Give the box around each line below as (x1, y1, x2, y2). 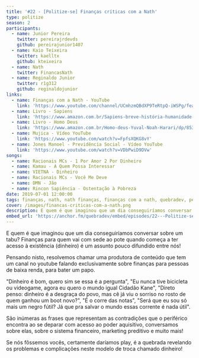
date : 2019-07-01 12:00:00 (6, 191, 73, 197)
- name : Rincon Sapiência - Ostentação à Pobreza (11, 186, 136, 191)
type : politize (6, 14, 44, 20)
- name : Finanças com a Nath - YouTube (11, 97, 110, 103)
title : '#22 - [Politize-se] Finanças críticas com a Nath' (6, 8, 158, 15)
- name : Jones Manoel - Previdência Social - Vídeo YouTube (11, 141, 163, 147)
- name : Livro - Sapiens (11, 108, 73, 114)
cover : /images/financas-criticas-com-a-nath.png (6, 202, 131, 208)
